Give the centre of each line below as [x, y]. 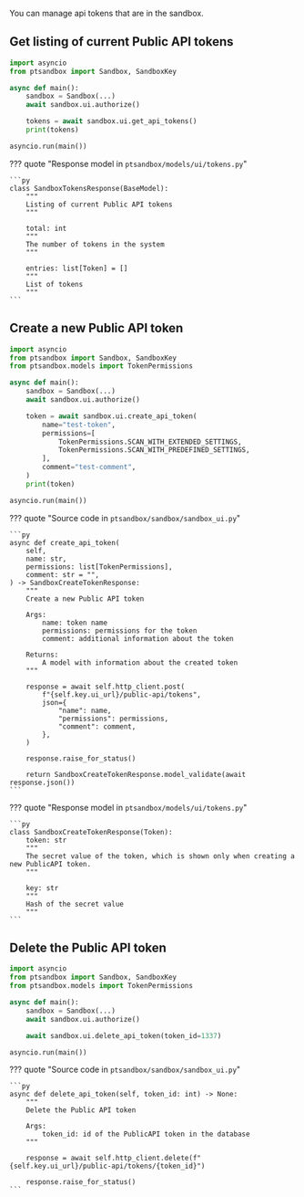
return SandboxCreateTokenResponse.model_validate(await [136, 774]
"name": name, [85, 710]
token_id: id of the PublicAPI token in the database [146, 1134]
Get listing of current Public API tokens [122, 42]
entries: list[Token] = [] [77, 268]
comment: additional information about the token [138, 638]
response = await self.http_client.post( [105, 687]
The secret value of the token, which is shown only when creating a [161, 856]
